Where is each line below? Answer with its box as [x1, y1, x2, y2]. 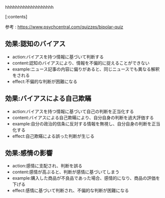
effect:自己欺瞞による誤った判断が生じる [12, 133, 95, 139]
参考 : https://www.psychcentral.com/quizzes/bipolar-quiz [5, 24, 124, 30]
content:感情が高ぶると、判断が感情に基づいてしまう [12, 169, 120, 175]
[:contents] [5, 14, 28, 19]
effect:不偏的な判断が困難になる [12, 79, 78, 84]
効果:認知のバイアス [5, 40, 66, 48]
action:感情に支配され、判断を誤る [12, 163, 83, 169]
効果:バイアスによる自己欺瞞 [5, 94, 92, 103]
